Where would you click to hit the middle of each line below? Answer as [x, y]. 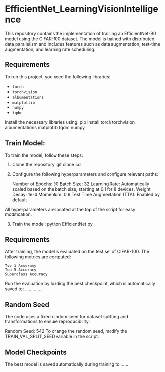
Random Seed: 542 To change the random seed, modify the [66, 331]
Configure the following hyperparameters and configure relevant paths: [85, 174]
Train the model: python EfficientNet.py [52, 224]
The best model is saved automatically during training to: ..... [67, 364]
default [20, 200]
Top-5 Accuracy [21, 270]
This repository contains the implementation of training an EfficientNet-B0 [81, 33]
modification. [19, 214]
